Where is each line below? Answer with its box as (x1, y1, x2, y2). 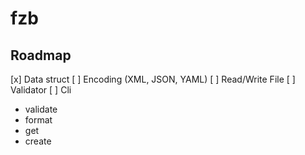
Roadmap (10, 47, 72, 64)
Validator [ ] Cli (10, 84, 72, 96)
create (24, 135, 52, 147)
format (24, 114, 53, 126)
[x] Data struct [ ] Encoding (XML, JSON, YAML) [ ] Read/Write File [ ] (10, 73, 296, 85)
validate (24, 103, 58, 115)
